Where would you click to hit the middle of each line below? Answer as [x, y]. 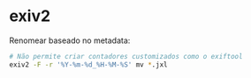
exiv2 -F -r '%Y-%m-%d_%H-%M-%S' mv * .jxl [88, 64]
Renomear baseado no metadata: [70, 40]
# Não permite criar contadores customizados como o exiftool [126, 56]
